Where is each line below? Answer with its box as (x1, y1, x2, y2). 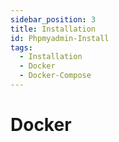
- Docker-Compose (19, 71, 92, 81)
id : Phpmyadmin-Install (10, 33, 110, 43)
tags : (10, 42, 33, 53)
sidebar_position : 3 (10, 14, 97, 25)
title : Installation (10, 24, 97, 34)
